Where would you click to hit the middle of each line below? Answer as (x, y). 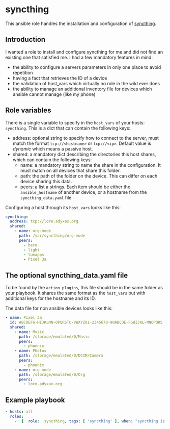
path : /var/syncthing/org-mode (52, 236)
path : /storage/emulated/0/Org (52, 374)
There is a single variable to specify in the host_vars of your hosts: (75, 122)
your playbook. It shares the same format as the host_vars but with (76, 293)
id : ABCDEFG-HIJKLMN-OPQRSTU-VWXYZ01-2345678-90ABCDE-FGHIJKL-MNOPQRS (86, 322)
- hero (31, 245)
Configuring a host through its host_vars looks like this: (63, 207)
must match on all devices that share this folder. (70, 170)
